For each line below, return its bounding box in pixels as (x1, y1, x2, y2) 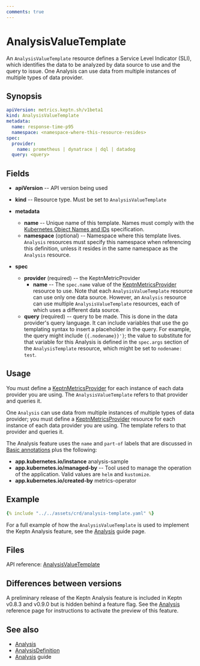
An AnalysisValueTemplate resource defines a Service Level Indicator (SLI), (6, 55, 192, 62)
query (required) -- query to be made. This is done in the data (23, 313, 178, 320)
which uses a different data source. (32, 307, 121, 314)
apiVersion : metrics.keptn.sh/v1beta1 (6, 107, 103, 113)
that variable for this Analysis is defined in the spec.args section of (23, 338, 189, 346)
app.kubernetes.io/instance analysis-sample (14, 457, 129, 465)
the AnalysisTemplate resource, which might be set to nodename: (23, 345, 182, 352)
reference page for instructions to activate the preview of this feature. (6, 607, 179, 614)
